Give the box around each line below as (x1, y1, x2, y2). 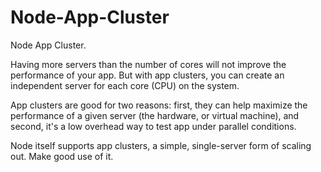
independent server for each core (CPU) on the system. (10, 79, 240, 91)
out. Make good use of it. (10, 150, 114, 162)
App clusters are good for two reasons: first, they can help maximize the (10, 99, 308, 111)
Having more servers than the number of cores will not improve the (10, 58, 287, 70)
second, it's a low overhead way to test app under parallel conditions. (10, 120, 297, 132)
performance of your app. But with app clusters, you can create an (10, 69, 285, 81)
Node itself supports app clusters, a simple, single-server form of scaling (10, 139, 312, 151)
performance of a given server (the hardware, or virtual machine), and (10, 109, 300, 121)
